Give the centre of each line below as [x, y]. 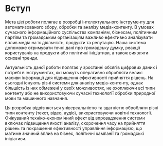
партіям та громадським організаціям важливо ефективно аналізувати [79, 37]
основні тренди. [22, 58]
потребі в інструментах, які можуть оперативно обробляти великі [74, 72]
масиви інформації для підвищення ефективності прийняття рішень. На [79, 78]
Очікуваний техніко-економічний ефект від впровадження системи [75, 118]
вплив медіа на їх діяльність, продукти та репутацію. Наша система [76, 42]
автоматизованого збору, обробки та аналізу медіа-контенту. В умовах [80, 27]
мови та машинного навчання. [37, 98]
